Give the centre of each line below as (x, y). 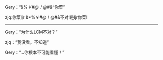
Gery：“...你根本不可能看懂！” (35, 52)
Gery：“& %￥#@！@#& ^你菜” (35, 7)
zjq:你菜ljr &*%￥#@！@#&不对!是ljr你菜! (46, 17)
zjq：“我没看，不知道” (27, 42)
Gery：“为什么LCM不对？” (31, 32)
